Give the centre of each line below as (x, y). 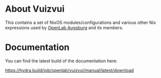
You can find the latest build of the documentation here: (61, 61)
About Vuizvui (35, 9)
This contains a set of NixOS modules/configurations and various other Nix (80, 22)
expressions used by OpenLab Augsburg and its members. (64, 27)
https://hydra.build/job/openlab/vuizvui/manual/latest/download (69, 70)
